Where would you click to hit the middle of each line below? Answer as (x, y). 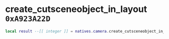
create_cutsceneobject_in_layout (76, 9)
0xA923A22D (28, 19)
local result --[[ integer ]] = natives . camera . (57, 31)
